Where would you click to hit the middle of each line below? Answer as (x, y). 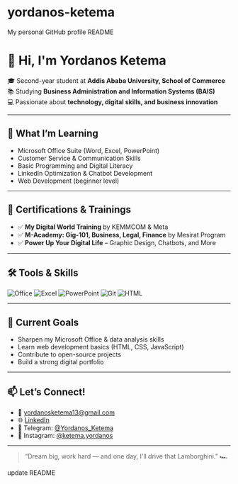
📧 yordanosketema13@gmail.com (66, 412)
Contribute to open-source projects (69, 354)
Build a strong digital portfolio (61, 362)
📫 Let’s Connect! (46, 392)
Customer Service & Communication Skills (79, 158)
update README (32, 473)
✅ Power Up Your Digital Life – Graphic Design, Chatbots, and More (117, 242)
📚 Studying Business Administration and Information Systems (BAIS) (111, 91)
